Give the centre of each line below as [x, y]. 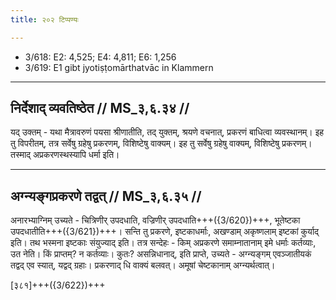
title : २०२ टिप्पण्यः [44, 19]
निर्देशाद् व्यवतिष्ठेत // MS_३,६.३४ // [100, 108]
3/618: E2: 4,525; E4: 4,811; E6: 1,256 [100, 57]
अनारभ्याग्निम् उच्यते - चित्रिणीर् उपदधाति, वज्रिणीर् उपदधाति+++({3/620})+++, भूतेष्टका [155, 220]
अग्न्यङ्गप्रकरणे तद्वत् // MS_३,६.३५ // [106, 196]
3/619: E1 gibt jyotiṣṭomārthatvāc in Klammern [119, 67]
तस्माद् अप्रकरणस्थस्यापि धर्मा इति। [65, 155]
